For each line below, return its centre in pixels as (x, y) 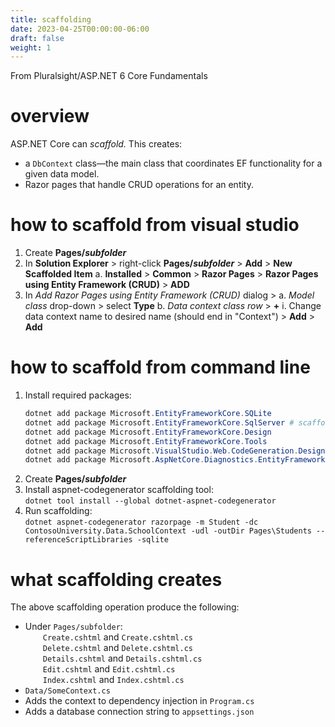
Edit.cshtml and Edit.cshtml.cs (109, 669)
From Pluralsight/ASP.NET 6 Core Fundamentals (109, 76)
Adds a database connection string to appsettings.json (139, 712)
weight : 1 (31, 47)
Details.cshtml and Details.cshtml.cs (122, 658)
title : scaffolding (51, 19)
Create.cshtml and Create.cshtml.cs (118, 637)
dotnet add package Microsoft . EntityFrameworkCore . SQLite (148, 414)
